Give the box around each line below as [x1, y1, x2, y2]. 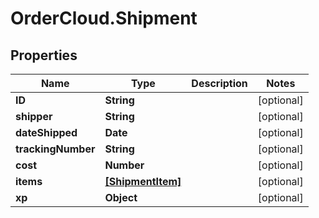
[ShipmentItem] [104, 175, 182, 188]
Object [104, 191, 138, 204]
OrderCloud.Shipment [10, 7, 198, 30]
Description [191, 77, 248, 90]
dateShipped [15, 126, 78, 139]
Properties [10, 47, 78, 64]
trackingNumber [15, 142, 96, 156]
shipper [15, 110, 53, 123]
